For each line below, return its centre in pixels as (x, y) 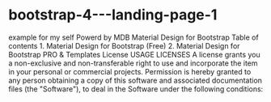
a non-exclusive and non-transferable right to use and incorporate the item (133, 63)
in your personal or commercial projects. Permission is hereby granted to (130, 71)
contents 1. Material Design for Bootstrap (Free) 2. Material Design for (124, 45)
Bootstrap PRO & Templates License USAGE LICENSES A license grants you (134, 54)
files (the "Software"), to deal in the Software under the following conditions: (136, 89)
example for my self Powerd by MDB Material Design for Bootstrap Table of (133, 37)
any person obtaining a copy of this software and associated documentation (135, 80)
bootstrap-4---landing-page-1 (113, 15)
